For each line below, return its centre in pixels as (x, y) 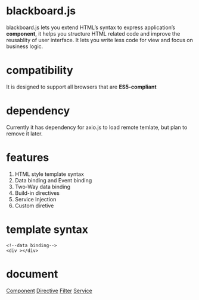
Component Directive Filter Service (49, 290)
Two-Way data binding (42, 187)
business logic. (25, 46)
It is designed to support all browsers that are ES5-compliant (81, 87)
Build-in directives (37, 193)
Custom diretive (34, 206)
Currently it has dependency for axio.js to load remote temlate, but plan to (97, 127)
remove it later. (24, 133)
